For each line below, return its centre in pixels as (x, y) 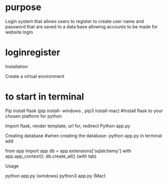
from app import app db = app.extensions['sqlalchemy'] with (68, 151)
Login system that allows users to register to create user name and (75, 21)
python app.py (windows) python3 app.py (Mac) (55, 175)
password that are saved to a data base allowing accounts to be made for (81, 26)
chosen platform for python (34, 116)
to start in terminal (45, 97)
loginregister (33, 53)
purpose (23, 7)
